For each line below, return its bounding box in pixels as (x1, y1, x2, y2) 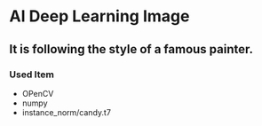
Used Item (9, 68, 55, 81)
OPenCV (21, 88, 54, 98)
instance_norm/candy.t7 (21, 106, 111, 117)
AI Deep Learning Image (9, 6, 190, 27)
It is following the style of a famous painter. (9, 42, 254, 57)
